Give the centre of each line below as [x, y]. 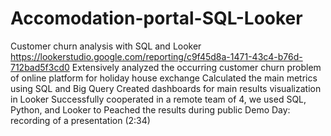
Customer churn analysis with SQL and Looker [106, 46]
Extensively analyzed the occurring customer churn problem [196, 67]
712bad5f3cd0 [40, 67]
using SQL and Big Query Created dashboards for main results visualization [166, 88]
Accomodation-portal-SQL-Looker [156, 18]
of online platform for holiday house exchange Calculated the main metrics [164, 78]
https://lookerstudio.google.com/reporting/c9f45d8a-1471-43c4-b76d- [156, 56]
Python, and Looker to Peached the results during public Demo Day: [150, 109]
